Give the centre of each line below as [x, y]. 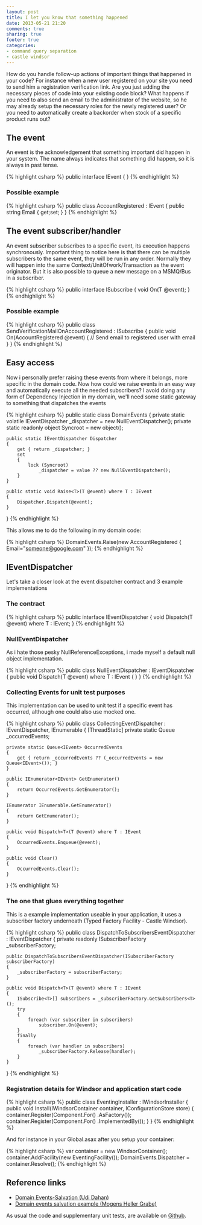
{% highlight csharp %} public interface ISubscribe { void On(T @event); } [98, 289]
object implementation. [35, 659]
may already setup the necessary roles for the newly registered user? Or [96, 106]
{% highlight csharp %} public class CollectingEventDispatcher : [86, 724]
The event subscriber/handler [64, 231]
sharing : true [24, 34]
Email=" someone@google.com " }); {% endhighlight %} [75, 548]
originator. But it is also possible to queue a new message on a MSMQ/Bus [99, 271]
